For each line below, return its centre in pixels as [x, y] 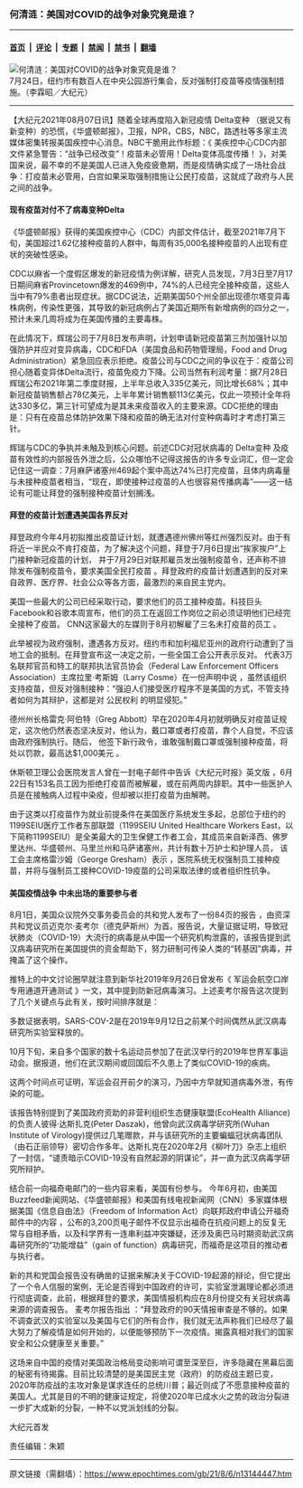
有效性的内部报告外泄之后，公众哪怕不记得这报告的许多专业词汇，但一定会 [155, 459]
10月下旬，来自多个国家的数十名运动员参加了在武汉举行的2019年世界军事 [145, 1052]
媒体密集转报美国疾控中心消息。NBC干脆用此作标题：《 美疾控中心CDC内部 [148, 142]
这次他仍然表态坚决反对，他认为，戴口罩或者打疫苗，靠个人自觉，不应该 [159, 730]
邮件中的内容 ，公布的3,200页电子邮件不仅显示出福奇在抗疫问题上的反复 [144, 1222]
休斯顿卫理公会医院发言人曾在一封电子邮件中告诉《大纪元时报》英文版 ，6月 [151, 772]
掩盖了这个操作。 [41, 960]
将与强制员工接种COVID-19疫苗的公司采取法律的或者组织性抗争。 [154, 870]
